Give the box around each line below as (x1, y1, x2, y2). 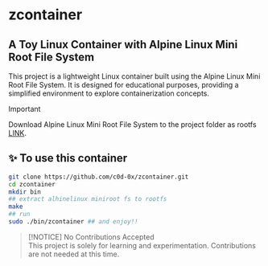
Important (8, 104, 41, 113)
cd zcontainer (8, 180, 56, 188)
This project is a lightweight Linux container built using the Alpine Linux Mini (8, 72, 261, 81)
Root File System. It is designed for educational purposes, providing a (8, 80, 239, 89)
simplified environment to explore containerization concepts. (8, 88, 210, 98)
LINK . (8, 129, 27, 137)
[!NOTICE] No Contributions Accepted (27, 231, 155, 242)
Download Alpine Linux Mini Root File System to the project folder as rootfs (8, 120, 257, 129)
